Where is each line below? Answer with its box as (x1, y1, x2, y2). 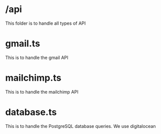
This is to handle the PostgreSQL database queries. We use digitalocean (5, 123, 156, 129)
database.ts (5, 107, 57, 118)
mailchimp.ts (5, 72, 62, 84)
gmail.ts (5, 38, 41, 49)
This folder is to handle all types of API (5, 20, 86, 26)
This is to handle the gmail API (5, 54, 68, 60)
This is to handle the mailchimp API (5, 89, 78, 95)
